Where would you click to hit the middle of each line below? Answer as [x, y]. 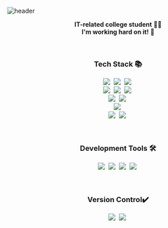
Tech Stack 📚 [118, 64]
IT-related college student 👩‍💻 [118, 24]
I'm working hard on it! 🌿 [118, 32]
